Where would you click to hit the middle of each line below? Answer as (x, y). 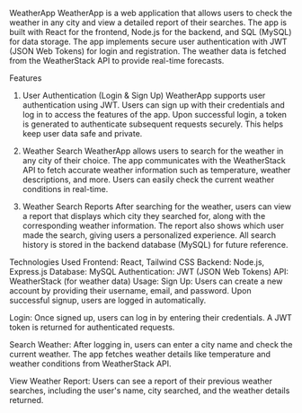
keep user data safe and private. (82, 133)
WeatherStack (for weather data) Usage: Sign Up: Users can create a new (146, 281)
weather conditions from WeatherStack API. (91, 364)
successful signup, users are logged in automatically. (108, 300)
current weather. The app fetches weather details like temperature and (140, 354)
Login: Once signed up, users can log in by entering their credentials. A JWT (151, 317)
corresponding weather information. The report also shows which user (153, 225)
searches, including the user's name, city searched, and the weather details (150, 391)
